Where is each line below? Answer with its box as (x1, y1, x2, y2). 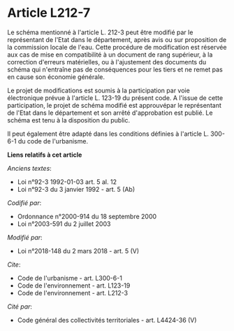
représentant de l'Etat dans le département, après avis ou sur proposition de (7, 35, 227, 43)
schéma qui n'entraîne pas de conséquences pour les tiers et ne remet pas (7, 65, 224, 73)
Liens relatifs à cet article (7, 150, 82, 159)
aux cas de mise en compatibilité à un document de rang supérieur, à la (7, 50, 213, 59)
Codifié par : (7, 198, 42, 207)
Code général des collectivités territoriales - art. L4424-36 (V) (17, 316, 197, 324)
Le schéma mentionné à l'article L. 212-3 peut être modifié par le (7, 28, 193, 36)
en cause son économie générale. (7, 72, 105, 81)
